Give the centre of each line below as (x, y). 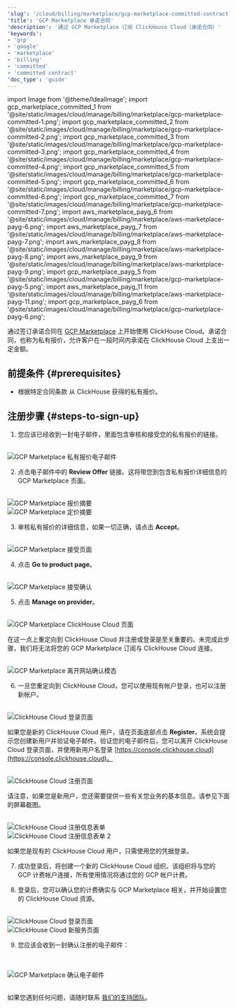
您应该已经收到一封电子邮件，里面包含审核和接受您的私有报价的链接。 (120, 434)
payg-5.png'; (26, 287)
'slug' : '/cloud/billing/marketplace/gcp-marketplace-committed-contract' (120, 14)
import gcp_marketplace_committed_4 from (126, 152)
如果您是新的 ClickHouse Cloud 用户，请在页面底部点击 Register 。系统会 (114, 732)
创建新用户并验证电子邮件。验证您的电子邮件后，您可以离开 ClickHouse (123, 741)
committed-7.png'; (34, 212)
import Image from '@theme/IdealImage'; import (78, 99)
